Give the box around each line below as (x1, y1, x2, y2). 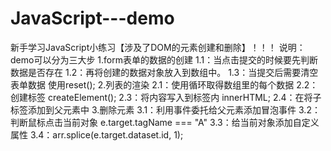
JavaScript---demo (10, 7, 175, 30)
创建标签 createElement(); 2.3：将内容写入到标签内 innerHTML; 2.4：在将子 (10, 91, 322, 103)
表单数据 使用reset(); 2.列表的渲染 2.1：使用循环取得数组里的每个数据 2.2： (10, 78, 319, 91)
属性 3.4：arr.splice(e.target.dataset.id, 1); (10, 128, 184, 141)
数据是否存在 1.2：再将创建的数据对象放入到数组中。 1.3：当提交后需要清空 (10, 66, 319, 78)
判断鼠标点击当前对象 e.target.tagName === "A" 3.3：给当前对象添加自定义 (10, 116, 320, 128)
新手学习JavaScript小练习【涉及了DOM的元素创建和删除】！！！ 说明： (10, 41, 306, 53)
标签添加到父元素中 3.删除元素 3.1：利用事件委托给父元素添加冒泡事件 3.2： (10, 103, 321, 116)
